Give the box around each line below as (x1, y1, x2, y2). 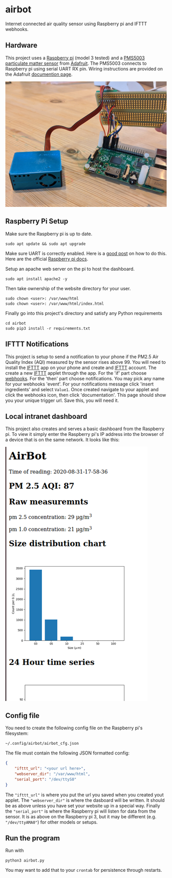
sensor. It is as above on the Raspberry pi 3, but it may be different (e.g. (5, 813, 157, 819)
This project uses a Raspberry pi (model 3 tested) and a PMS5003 (5, 55, 145, 61)
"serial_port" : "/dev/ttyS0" (14, 777, 77, 782)
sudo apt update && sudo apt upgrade (5, 241, 86, 247)
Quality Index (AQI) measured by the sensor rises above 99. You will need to (5, 359, 166, 365)
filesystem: (5, 730, 29, 736)
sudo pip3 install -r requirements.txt (5, 326, 91, 331)
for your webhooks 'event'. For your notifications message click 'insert (5, 381, 154, 387)
